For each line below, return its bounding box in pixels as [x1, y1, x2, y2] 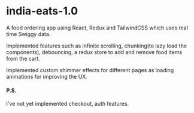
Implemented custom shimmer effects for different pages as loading [6, 66, 174, 73]
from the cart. [6, 55, 40, 62]
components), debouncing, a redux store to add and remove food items [6, 48, 183, 55]
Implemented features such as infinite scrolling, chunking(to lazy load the [6, 42, 187, 49]
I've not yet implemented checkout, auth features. [6, 100, 129, 108]
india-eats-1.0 [6, 4, 78, 18]
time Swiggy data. [6, 30, 51, 37]
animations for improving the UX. [6, 73, 88, 80]
